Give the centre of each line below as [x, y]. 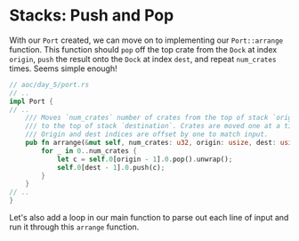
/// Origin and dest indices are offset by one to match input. [147, 134]
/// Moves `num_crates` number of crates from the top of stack [147, 118]
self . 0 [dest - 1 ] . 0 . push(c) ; [111, 167]
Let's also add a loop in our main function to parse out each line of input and [149, 218]
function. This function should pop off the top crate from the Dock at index [143, 49]
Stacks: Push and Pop [92, 16]
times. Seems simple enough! [63, 68]
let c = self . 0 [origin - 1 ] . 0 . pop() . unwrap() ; [145, 159]
